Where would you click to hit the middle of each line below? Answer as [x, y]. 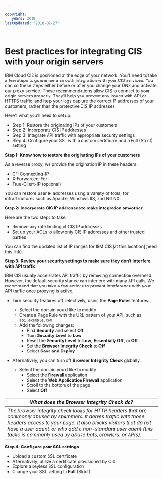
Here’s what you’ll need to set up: [38, 116]
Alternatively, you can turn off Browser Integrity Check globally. [76, 360]
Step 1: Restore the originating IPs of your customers [65, 125]
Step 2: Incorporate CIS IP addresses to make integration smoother [74, 208]
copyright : [16, 14]
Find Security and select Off [55, 331]
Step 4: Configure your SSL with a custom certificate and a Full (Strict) [82, 141]
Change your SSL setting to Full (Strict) [51, 472]
